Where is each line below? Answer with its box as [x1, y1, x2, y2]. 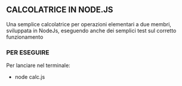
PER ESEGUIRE [6, 48, 50, 56]
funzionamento [6, 33, 44, 41]
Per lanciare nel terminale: [6, 62, 70, 69]
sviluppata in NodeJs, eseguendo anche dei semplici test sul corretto [6, 27, 177, 34]
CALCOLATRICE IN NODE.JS [6, 5, 113, 15]
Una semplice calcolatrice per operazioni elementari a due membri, [6, 20, 172, 27]
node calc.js [14, 73, 45, 81]
